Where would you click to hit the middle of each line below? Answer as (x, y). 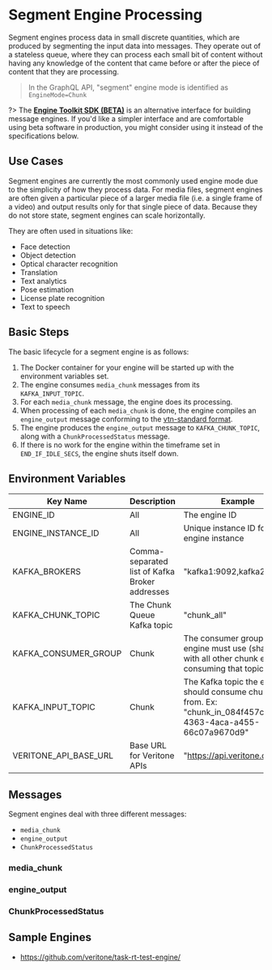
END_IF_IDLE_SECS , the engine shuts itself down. (100, 453)
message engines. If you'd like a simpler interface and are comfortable (126, 118)
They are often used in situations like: (71, 231)
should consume (215, 692)
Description (152, 502)
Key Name (67, 502)
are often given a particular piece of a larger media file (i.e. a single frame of (136, 198)
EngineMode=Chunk (57, 95)
